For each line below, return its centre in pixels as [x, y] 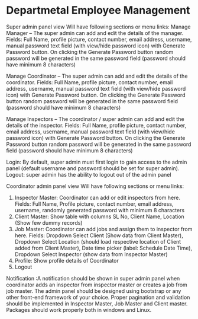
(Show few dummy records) [48, 222]
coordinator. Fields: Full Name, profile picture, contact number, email [90, 82]
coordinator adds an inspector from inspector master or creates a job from [97, 285]
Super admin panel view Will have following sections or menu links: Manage [98, 27]
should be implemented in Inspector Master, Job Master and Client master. [97, 304]
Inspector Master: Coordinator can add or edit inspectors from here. [98, 197]
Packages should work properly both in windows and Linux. [79, 310]
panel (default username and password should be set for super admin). [93, 168]
